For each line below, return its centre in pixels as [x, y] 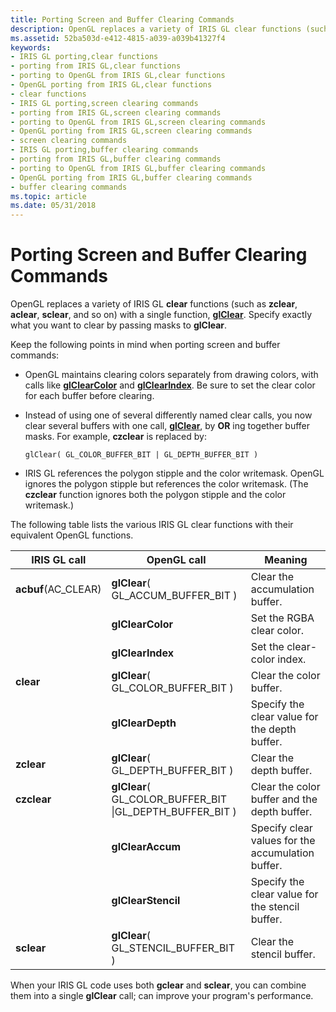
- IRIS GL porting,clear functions [84, 57]
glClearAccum [146, 847]
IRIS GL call [59, 560]
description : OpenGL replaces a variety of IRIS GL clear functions [156, 29]
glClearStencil [146, 901]
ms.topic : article [48, 196]
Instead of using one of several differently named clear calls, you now [168, 415]
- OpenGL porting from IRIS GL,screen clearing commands [131, 131]
